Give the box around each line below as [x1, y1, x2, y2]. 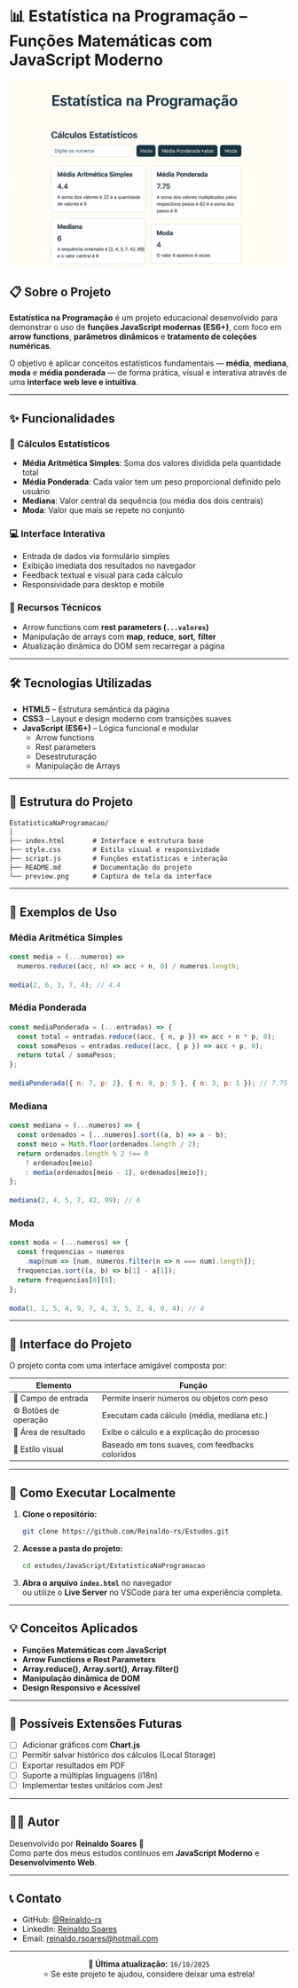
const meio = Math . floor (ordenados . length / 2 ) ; [17, 1140, 200, 1148]
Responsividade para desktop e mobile [21, 580, 165, 590]
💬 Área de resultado [12, 1427, 86, 1438]
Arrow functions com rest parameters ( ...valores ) [21, 621, 209, 632]
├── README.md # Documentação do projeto [9, 864, 192, 872]
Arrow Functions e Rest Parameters [21, 1653, 156, 1664]
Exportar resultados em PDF [21, 1760, 126, 1771]
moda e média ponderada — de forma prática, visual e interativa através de [9, 367, 287, 378]
